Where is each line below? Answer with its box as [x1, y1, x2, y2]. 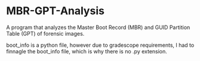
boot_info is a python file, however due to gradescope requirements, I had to [6, 41, 195, 49]
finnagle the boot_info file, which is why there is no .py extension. [6, 47, 167, 54]
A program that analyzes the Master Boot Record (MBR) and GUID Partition [6, 24, 190, 31]
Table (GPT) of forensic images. [6, 30, 85, 37]
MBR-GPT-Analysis [6, 4, 104, 18]
